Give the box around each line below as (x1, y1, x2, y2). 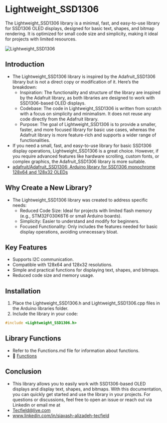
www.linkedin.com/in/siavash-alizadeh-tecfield (12, 412, 110, 418)
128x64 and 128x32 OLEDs (12, 169, 68, 175)
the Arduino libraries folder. (12, 305, 69, 311)
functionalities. (19, 137, 51, 143)
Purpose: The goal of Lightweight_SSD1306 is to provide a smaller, (19, 121, 157, 127)
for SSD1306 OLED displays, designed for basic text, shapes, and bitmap (5, 25, 155, 31)
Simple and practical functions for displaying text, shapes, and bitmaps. (12, 267, 160, 273)
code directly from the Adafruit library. (19, 116, 99, 122)
